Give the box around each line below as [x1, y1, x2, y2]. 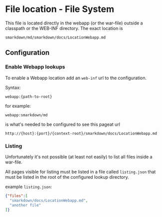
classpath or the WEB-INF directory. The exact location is [5, 25, 123, 31]
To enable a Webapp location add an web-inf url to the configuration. [5, 75, 147, 81]
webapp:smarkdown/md [5, 112, 48, 118]
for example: [5, 103, 31, 109]
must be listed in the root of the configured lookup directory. [5, 174, 130, 180]
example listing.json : [5, 184, 52, 190]
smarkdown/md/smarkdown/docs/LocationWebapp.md [5, 35, 106, 40]
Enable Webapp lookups [5, 63, 66, 70]
